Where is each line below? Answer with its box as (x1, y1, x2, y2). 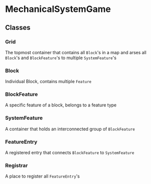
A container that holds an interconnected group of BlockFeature (5, 126, 135, 132)
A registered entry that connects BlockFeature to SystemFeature (5, 150, 135, 156)
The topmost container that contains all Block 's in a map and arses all (5, 49, 147, 55)
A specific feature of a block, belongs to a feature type (5, 102, 117, 108)
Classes (5, 23, 31, 32)
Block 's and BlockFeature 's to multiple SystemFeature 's (5, 55, 117, 61)
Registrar (5, 162, 28, 169)
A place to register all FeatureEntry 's (5, 173, 80, 180)
